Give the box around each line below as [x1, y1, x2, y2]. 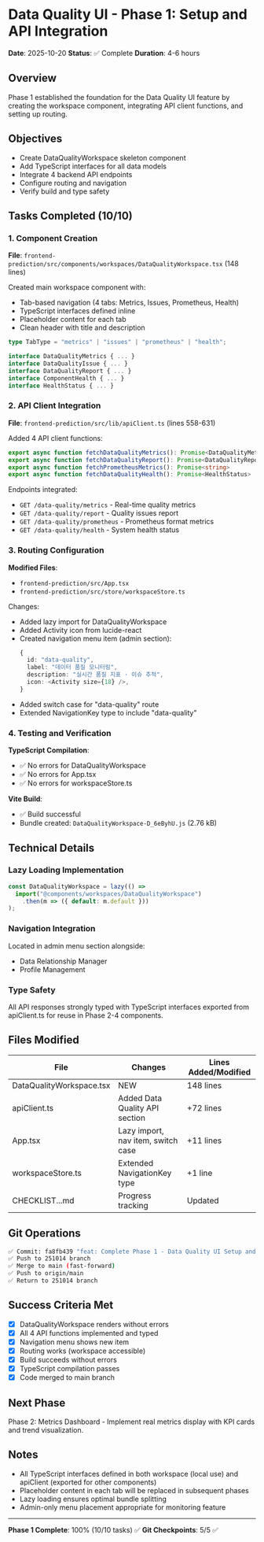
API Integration [8, 22, 108, 40]
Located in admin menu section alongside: [8, 941, 145, 950]
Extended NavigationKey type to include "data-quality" [19, 708, 197, 717]
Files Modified [8, 1034, 80, 1047]
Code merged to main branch [19, 1373, 115, 1382]
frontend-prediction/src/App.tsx [19, 579, 130, 587]
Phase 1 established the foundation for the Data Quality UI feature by [8, 92, 230, 102]
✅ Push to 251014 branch [8, 1255, 91, 1263]
